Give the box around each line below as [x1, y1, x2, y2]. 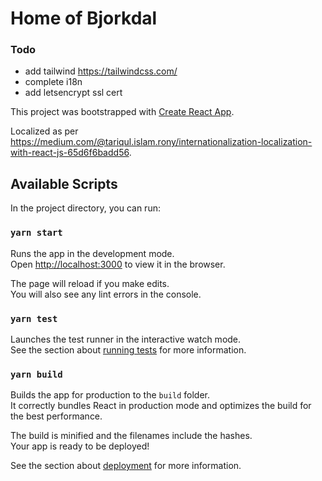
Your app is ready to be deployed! [10, 440, 150, 452]
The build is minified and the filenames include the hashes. [10, 430, 253, 442]
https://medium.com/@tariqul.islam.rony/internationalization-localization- [10, 136, 313, 148]
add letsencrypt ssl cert [24, 87, 123, 99]
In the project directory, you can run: [10, 202, 161, 214]
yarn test [10, 313, 58, 324]
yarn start [10, 227, 63, 239]
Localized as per [10, 125, 79, 137]
